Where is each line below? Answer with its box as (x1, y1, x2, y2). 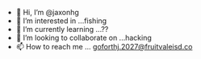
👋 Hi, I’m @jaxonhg (15, 8, 79, 17)
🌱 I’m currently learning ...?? (15, 25, 109, 33)
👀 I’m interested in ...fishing (15, 16, 107, 26)
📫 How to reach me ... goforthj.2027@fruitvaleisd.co (15, 42, 193, 51)
